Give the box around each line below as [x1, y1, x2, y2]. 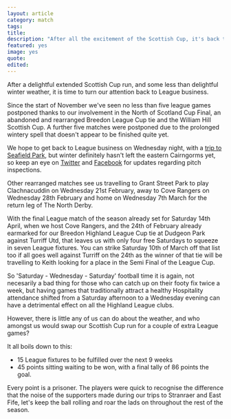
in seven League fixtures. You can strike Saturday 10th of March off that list [7, 243, 220, 252]
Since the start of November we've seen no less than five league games [7, 101, 211, 109]
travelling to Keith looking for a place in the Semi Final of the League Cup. [7, 258, 215, 266]
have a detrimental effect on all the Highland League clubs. [7, 300, 174, 309]
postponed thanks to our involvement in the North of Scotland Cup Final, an [7, 108, 221, 116]
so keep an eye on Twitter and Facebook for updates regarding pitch [7, 158, 201, 166]
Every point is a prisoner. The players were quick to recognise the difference [7, 383, 224, 391]
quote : [7, 55, 26, 62]
